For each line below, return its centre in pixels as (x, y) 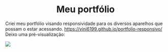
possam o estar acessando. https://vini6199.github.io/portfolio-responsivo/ (84, 29)
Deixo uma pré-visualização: (35, 34)
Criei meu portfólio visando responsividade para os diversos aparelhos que (84, 23)
